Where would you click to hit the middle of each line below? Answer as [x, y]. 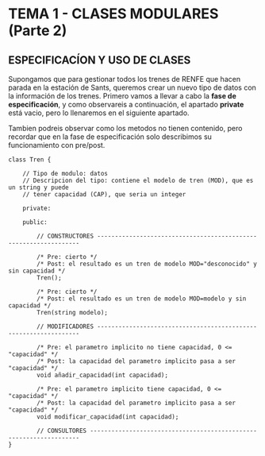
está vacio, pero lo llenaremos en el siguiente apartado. [99, 113]
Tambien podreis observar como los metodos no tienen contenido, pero [125, 128]
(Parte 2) [38, 31]
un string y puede [38, 187]
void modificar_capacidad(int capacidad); [108, 417]
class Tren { [30, 160]
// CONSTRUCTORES [65, 236]
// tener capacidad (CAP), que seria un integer [104, 195]
